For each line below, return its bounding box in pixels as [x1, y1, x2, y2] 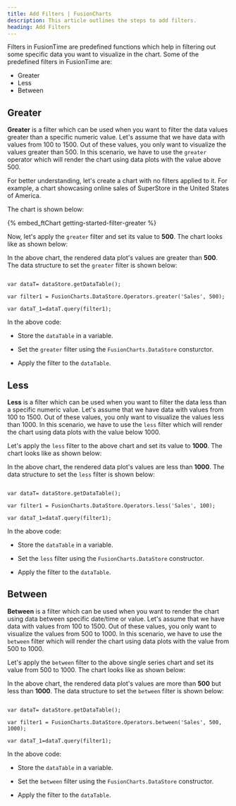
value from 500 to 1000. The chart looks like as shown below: [7, 665, 186, 674]
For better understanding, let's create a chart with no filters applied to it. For [7, 177, 228, 185]
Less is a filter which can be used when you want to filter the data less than [7, 398, 227, 406]
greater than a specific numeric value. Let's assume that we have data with [7, 133, 225, 142]
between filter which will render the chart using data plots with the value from [7, 637, 230, 645]
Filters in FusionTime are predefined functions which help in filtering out [7, 43, 216, 51]
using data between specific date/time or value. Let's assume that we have [7, 614, 225, 623]
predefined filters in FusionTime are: [7, 58, 113, 66]
